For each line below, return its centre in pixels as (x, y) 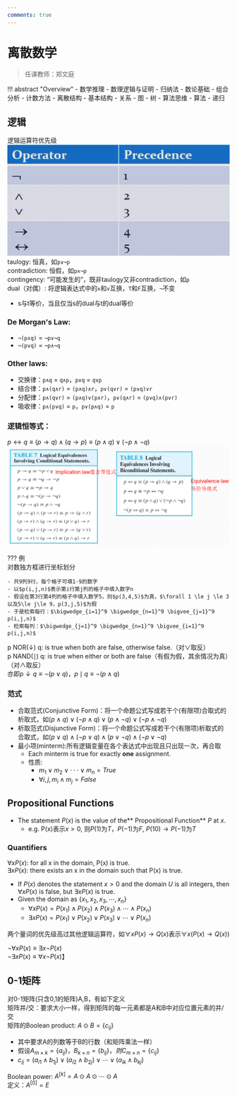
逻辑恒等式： (29, 426)
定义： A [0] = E (28, 1085)
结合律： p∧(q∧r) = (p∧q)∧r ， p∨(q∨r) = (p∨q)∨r (85, 388)
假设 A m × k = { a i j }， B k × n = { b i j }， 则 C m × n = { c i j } (89, 1051)
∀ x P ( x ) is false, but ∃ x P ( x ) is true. (66, 892)
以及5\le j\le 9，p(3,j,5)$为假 (52, 604)
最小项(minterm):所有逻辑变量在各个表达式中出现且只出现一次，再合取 (119, 746)
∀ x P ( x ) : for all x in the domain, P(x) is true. (69, 863)
